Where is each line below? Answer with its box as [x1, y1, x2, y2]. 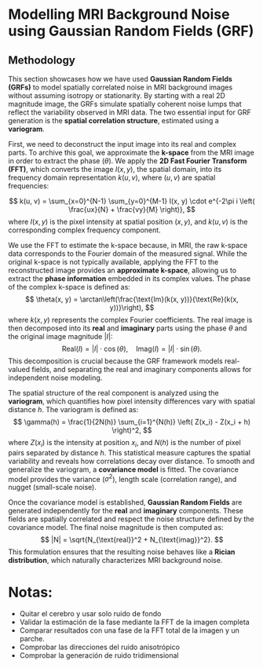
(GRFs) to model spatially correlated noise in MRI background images [8, 82, 233, 92]
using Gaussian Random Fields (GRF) [8, 22, 254, 40]
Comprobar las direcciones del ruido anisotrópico [19, 642, 181, 652]
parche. [19, 634, 45, 644]
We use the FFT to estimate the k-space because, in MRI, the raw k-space [8, 241, 248, 250]
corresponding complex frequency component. [8, 225, 161, 235]
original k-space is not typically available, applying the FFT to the [8, 257, 219, 266]
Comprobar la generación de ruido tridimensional [19, 651, 179, 660]
